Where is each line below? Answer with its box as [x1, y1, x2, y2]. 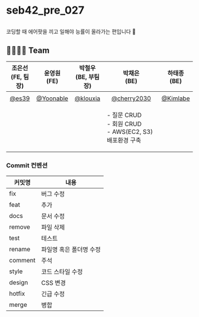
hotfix [9, 289, 25, 297]
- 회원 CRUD [106, 120, 142, 128]
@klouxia [75, 94, 101, 103]
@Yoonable [36, 94, 69, 103]
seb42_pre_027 [6, 4, 85, 17]
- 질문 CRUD [106, 111, 142, 119]
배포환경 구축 [106, 136, 142, 145]
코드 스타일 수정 [41, 267, 83, 276]
